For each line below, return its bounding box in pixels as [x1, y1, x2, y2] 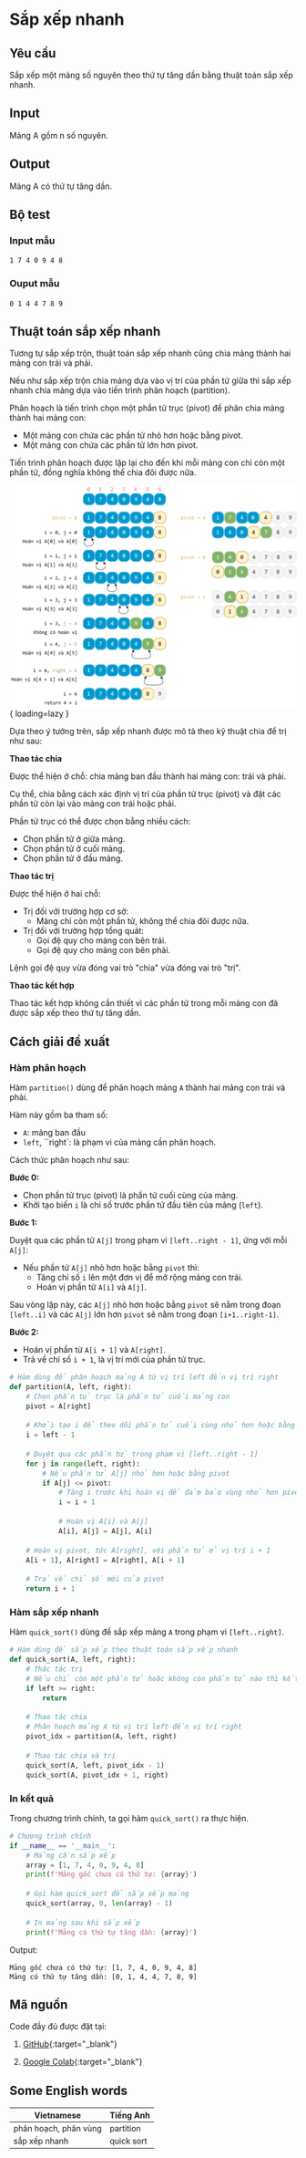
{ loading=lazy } [9, 708, 70, 720]
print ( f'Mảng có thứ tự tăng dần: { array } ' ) [25, 1927, 198, 1937]
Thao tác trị [9, 871, 55, 882]
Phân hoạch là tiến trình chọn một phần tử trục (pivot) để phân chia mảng [9, 402, 285, 414]
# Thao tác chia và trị [25, 1751, 117, 1760]
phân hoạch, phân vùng [13, 2122, 102, 2133]
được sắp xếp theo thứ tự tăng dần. [9, 1008, 141, 1019]
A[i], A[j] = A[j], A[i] [57, 1526, 153, 1536]
